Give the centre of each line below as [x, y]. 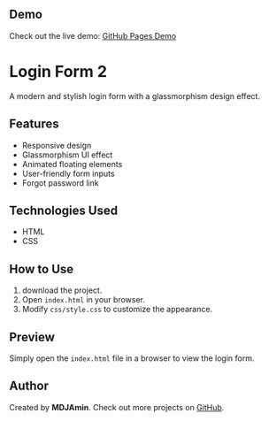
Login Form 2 [58, 72]
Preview [32, 337]
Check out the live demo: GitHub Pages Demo [93, 35]
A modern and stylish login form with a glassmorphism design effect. [135, 96]
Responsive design [57, 145]
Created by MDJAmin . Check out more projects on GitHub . [117, 407]
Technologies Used [63, 210]
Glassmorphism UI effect [67, 155]
